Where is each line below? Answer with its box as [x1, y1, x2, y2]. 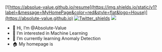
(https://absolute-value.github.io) [5, 15, 73, 21]
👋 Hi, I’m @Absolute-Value [12, 25, 67, 31]
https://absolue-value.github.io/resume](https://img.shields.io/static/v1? [9, 4, 157, 10]
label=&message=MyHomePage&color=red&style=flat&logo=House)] [5, 9, 148, 15]
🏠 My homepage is [12, 41, 53, 47]
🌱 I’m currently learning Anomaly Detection [12, 36, 101, 41]
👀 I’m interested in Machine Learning [12, 30, 88, 36]
